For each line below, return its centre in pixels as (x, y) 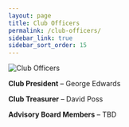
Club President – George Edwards (64, 84)
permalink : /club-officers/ (55, 30)
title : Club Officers (44, 23)
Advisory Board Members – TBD (63, 115)
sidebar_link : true (41, 38)
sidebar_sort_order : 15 (48, 46)
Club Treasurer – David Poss (56, 99)
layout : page (30, 16)
